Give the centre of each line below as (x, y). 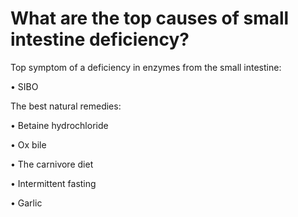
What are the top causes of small (150, 18)
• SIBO (24, 86)
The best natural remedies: (66, 106)
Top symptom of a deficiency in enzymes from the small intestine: (146, 67)
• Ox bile (28, 144)
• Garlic (26, 203)
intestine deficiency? (100, 39)
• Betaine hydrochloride (59, 125)
